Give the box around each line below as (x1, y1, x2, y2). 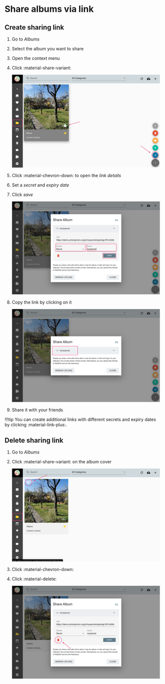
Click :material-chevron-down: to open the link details (11, 173, 121, 179)
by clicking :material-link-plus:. (4, 422, 67, 428)
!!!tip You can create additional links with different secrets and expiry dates (4, 417, 156, 422)
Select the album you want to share (11, 46, 84, 51)
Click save (11, 191, 33, 198)
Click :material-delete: (11, 576, 57, 582)
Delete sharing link (4, 436, 64, 445)
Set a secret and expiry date (11, 182, 69, 188)
